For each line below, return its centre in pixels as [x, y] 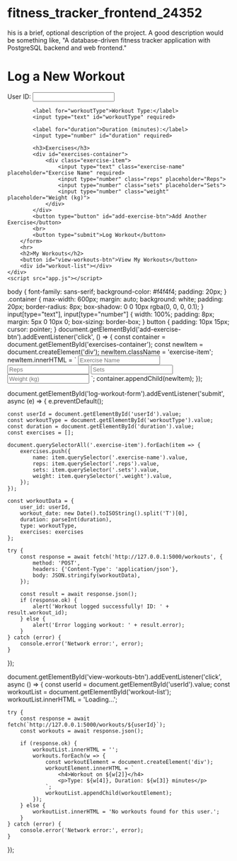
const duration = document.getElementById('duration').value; [101, 426]
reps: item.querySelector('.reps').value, [96, 463]
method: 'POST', [57, 563]
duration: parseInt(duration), [66, 519]
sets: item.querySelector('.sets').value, [96, 470]
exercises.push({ [46, 451]
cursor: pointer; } [32, 329]
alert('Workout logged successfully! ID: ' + [101, 606]
